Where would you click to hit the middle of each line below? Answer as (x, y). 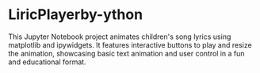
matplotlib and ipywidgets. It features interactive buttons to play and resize (130, 44)
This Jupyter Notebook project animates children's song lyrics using (120, 36)
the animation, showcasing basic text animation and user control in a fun (126, 53)
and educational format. (47, 62)
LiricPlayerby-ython (76, 15)
